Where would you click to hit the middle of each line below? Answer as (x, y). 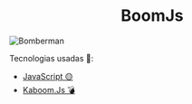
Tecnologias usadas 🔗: (52, 58)
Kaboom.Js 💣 (48, 90)
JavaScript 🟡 (48, 76)
